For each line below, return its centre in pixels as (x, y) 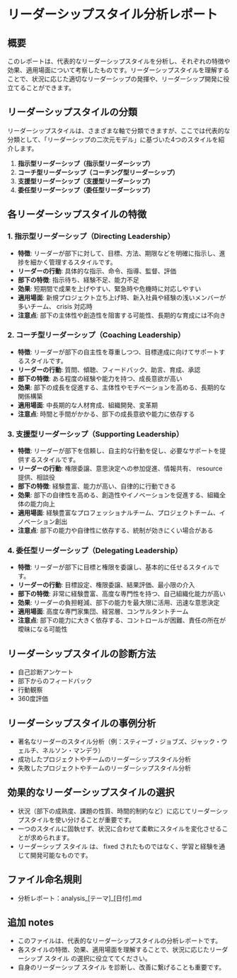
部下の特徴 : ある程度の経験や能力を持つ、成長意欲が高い (100, 378)
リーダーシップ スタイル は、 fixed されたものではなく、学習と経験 (115, 846)
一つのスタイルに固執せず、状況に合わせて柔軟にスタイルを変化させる (120, 829)
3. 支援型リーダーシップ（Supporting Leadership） (96, 434)
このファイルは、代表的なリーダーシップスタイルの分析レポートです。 (120, 941)
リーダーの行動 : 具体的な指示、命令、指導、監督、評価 (97, 271)
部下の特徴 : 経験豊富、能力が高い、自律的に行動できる (97, 487)
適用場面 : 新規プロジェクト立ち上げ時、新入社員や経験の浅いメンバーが (122, 297)
